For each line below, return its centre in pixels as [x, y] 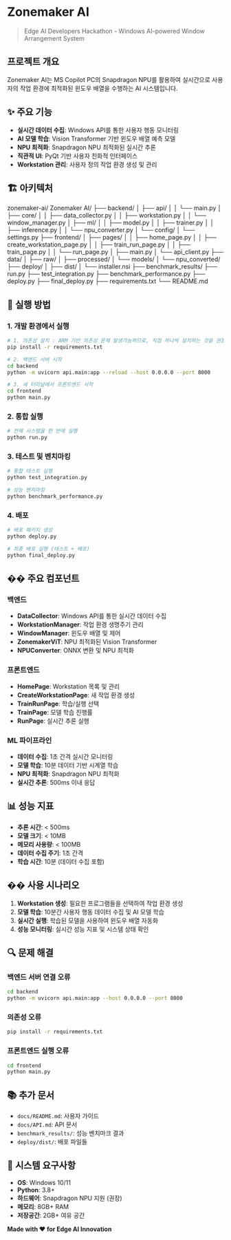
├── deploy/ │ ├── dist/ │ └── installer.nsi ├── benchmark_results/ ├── [112, 266]
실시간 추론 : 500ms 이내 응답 [56, 782]
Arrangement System [54, 38]
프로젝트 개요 [33, 62]
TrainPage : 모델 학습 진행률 [55, 712]
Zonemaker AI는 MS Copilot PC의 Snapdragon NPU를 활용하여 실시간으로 [109, 79]
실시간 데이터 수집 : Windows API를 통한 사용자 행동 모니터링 [98, 130]
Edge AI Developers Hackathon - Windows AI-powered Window [114, 31]
